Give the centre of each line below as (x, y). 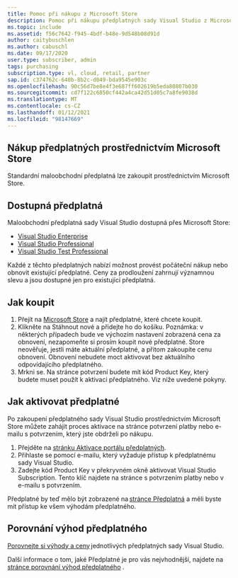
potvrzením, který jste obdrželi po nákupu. (91, 434)
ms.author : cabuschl (38, 47)
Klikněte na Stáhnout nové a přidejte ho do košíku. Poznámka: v (110, 327)
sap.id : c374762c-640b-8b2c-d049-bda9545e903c (77, 80)
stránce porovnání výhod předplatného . (66, 567)
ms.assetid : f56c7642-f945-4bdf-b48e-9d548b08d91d (84, 34)
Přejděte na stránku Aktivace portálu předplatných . (92, 447)
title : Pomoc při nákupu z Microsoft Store (73, 14)
